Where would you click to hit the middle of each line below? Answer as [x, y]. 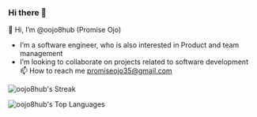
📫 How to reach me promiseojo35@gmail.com [96, 71]
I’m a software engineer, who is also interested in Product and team [129, 45]
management [41, 54]
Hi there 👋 [28, 13]
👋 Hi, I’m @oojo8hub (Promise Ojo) [65, 30]
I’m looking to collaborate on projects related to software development [134, 62]
